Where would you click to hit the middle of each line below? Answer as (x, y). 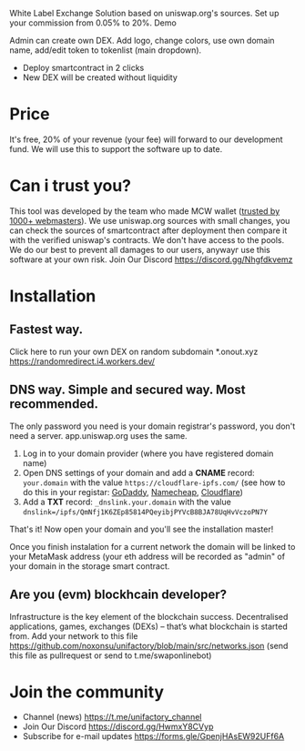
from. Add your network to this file (74, 635)
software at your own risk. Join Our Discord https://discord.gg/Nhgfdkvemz (151, 259)
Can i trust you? (71, 186)
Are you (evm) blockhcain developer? (118, 595)
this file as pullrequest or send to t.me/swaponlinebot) (111, 655)
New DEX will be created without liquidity (100, 77)
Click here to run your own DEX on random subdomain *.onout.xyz (134, 351)
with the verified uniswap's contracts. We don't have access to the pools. (147, 239)
